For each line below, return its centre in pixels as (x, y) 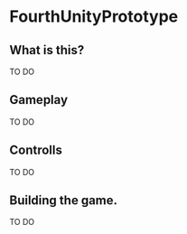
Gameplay (39, 100)
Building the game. (64, 201)
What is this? (47, 50)
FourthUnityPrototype (94, 17)
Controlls (36, 150)
